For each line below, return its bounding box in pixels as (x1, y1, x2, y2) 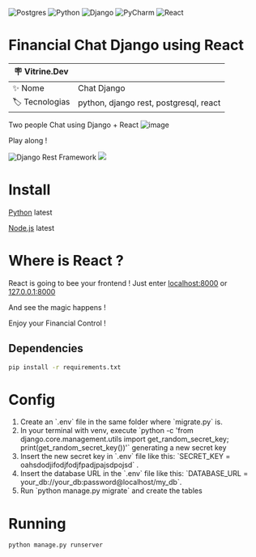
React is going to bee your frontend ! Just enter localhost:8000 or (8, 278, 228, 287)
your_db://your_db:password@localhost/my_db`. (19, 478, 182, 487)
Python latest (8, 207, 53, 217)
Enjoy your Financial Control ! (8, 318, 107, 328)
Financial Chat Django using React (8, 36, 245, 54)
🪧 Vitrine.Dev (13, 66, 69, 77)
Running (8, 514, 66, 533)
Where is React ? (8, 252, 124, 270)
